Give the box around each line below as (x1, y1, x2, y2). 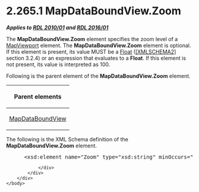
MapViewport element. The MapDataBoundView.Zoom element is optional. (6, 42, 191, 49)
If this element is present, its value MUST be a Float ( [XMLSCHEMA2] (6, 48, 176, 55)
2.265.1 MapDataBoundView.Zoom (6, 4, 181, 18)
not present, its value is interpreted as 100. (6, 61, 110, 68)
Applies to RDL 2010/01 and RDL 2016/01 (6, 24, 109, 31)
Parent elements (14, 92, 62, 101)
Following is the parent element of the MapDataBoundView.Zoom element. (6, 72, 191, 79)
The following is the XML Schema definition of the (6, 135, 129, 143)
